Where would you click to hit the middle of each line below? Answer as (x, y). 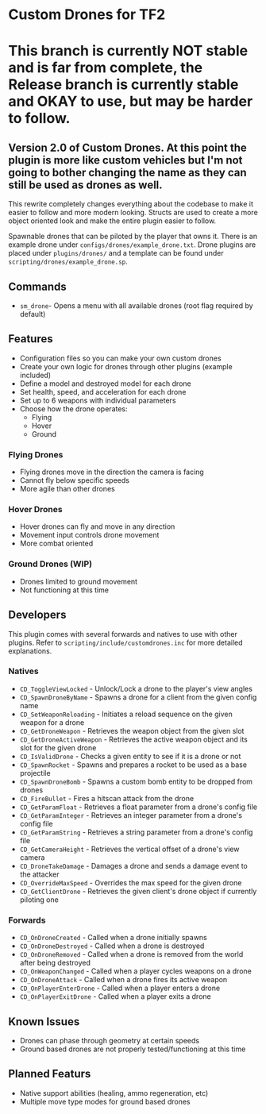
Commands (38, 286)
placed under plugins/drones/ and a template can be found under (116, 253)
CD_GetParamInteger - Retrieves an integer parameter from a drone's (131, 815)
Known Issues (44, 1021)
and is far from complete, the (106, 68)
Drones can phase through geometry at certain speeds (110, 1040)
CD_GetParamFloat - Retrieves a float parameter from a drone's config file (139, 807)
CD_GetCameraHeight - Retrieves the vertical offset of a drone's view (129, 849)
